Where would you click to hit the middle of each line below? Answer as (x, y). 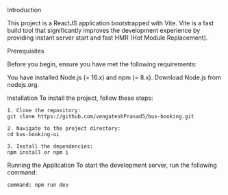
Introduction (24, 10)
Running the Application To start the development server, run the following (112, 165)
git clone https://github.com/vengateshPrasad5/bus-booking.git (101, 116)
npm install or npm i (38, 153)
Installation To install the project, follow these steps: (80, 98)
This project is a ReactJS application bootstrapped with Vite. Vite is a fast (111, 23)
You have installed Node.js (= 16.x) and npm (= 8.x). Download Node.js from (114, 77)
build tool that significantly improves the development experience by (104, 30)
